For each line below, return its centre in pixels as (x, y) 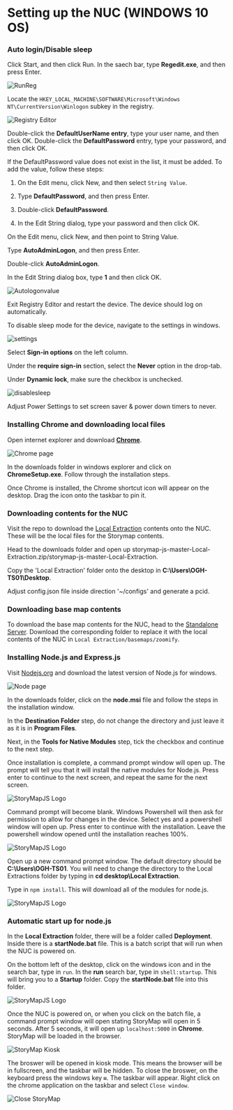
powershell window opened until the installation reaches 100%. (98, 834)
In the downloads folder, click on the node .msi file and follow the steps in (113, 700)
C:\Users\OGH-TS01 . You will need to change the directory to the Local (110, 868)
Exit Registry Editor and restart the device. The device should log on (105, 304)
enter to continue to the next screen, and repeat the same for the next (107, 777)
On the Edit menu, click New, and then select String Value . (102, 183)
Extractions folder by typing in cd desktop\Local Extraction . (94, 876)
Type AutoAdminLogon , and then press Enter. (74, 250)
